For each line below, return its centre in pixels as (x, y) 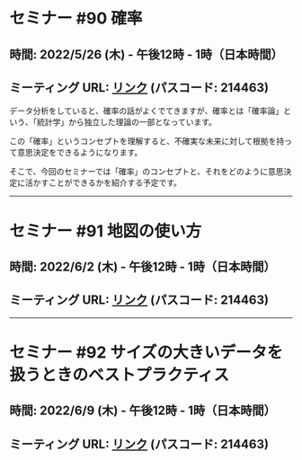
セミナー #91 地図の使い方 (106, 231)
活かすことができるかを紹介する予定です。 (103, 183)
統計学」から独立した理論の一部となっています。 (127, 122)
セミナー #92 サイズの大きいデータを (146, 352)
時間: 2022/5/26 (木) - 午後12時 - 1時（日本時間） (146, 54)
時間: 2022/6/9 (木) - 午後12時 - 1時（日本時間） (143, 411)
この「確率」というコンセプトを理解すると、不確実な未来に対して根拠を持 (147, 141)
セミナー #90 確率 (76, 18)
